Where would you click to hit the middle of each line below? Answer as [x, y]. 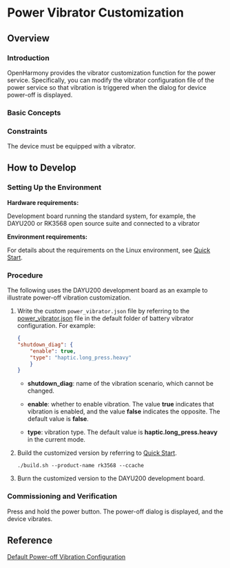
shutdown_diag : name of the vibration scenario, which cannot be [120, 384]
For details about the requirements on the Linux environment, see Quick [109, 250]
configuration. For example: [56, 326]
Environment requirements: [48, 237]
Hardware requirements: [43, 202]
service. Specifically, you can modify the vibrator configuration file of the [111, 80]
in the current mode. [56, 440]
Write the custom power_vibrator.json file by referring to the [103, 311]
